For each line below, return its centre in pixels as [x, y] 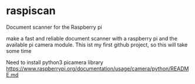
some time [19, 51]
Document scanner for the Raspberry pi [54, 27]
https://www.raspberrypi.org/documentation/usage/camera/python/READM [97, 68]
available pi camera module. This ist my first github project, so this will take [97, 45]
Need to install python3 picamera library [55, 62]
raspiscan [31, 11]
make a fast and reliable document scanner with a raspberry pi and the [92, 38]
